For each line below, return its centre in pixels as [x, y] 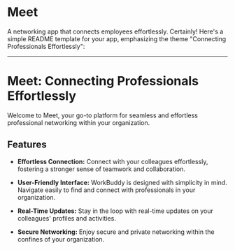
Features [27, 145]
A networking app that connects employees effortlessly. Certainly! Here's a [115, 31]
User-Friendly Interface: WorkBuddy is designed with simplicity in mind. [122, 182]
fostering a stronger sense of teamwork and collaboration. [101, 169]
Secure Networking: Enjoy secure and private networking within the [116, 232]
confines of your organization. [61, 239]
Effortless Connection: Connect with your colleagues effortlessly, [113, 161]
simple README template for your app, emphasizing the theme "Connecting [117, 38]
